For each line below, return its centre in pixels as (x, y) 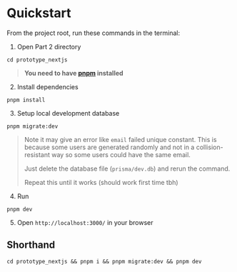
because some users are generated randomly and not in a (109, 147)
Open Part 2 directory (49, 46)
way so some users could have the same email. (121, 154)
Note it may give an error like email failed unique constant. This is (120, 139)
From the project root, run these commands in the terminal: (93, 33)
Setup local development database (68, 113)
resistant (37, 154)
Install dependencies (48, 86)
